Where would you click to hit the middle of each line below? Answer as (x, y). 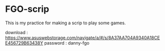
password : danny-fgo (67, 43)
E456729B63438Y (24, 43)
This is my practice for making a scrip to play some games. (65, 23)
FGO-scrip (27, 9)
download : (17, 32)
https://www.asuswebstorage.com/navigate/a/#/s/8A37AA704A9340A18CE (82, 38)
